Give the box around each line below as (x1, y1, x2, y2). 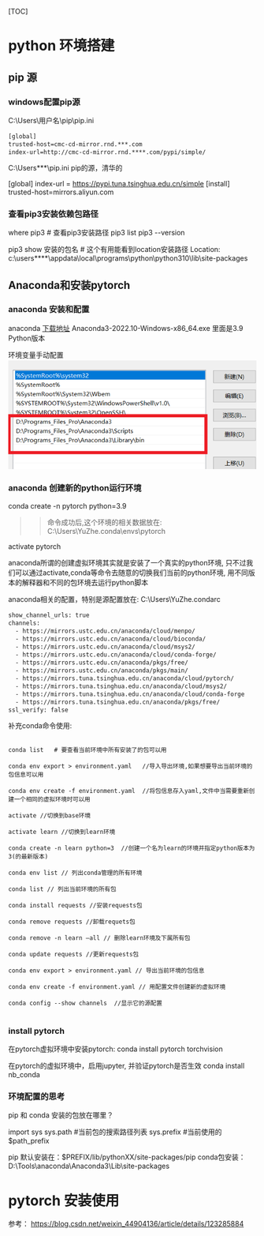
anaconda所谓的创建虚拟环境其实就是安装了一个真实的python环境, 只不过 (8, 558, 247, 567)
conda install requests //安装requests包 (8, 901, 143, 909)
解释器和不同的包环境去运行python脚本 (21, 577, 148, 587)
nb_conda (8, 1070, 41, 1080)
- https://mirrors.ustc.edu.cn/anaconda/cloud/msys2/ (15, 643, 195, 651)
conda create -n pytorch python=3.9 (8, 501, 127, 510)
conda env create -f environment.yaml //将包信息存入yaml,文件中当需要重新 (8, 787, 250, 795)
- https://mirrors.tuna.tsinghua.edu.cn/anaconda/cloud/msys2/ (15, 682, 227, 690)
